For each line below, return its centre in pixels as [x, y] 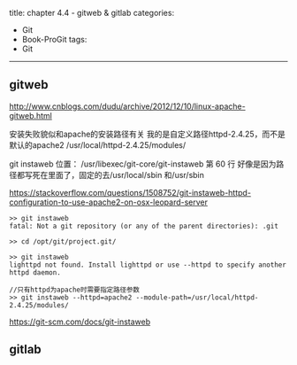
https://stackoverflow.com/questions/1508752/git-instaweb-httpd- [130, 192]
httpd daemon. [35, 272]
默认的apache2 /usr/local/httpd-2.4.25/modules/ [98, 144]
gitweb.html [31, 115]
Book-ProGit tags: [54, 39]
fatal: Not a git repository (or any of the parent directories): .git [144, 226]
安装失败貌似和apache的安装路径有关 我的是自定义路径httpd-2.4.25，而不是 [147, 134]
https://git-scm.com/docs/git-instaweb [80, 322]
